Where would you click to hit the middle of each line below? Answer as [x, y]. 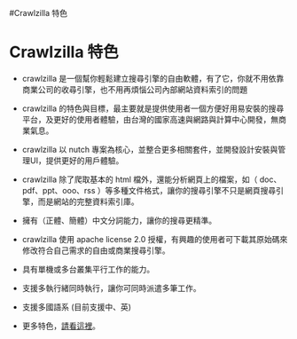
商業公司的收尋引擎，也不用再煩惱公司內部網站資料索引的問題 [135, 89]
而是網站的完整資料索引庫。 [88, 201]
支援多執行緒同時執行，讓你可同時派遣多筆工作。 [111, 288]
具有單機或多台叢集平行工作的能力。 [88, 269]
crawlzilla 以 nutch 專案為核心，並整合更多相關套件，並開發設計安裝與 [150, 149]
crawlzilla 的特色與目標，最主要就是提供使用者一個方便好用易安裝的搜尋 [153, 108]
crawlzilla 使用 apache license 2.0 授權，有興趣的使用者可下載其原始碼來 [155, 239]
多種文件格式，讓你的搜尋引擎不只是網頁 [187, 190]
